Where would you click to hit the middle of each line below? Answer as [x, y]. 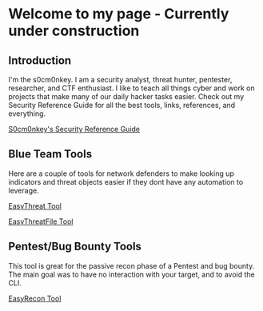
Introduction [40, 60]
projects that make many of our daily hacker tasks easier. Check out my [126, 96]
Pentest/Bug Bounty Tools [75, 247]
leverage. [24, 190]
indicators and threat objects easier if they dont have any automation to [126, 181]
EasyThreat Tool [35, 205]
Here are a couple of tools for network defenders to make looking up [121, 173]
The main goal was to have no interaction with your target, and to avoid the [132, 274]
